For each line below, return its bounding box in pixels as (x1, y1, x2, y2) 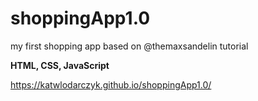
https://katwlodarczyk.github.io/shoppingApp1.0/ (10, 78, 212, 91)
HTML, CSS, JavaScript (10, 59, 110, 71)
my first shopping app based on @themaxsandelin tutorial (10, 40, 249, 52)
